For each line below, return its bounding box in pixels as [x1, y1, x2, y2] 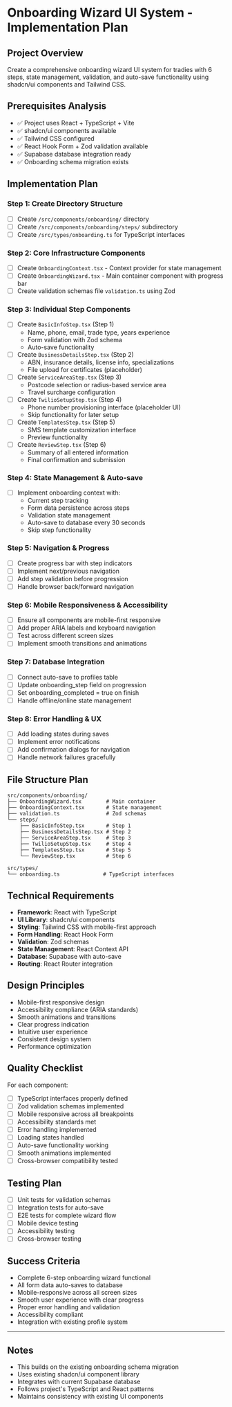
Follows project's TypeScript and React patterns [17, 1385, 154, 1393]
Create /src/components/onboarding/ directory [17, 215, 150, 223]
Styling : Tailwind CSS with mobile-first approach [17, 923, 157, 931]
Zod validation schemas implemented [17, 1101, 124, 1110]
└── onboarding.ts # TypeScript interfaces [7, 871, 175, 878]
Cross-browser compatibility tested [17, 1157, 119, 1165]
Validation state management [27, 511, 110, 520]
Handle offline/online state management [17, 696, 132, 705]
